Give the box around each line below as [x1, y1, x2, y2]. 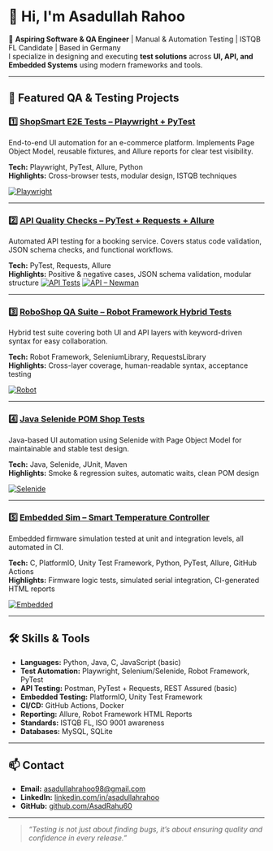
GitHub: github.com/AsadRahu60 [19, 801, 132, 811]
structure [8, 278, 39, 287]
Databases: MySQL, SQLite [19, 726, 113, 736]
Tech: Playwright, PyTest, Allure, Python [8, 162, 144, 171]
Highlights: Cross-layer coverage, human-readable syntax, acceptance [8, 361, 249, 370]
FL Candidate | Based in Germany [8, 42, 121, 52]
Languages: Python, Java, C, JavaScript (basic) [19, 657, 181, 667]
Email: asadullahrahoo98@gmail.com [19, 784, 146, 794]
